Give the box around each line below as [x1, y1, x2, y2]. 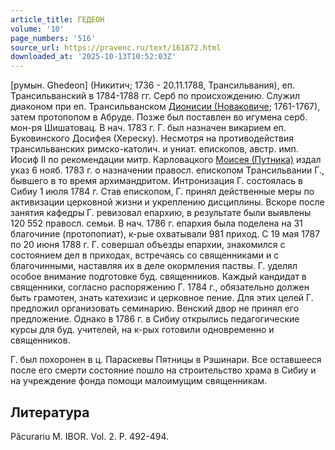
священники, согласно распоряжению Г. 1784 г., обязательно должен [10, 281, 310, 293]
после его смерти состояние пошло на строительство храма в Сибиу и [10, 364, 317, 376]
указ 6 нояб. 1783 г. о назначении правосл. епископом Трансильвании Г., [10, 164, 325, 176]
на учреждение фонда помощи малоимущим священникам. [10, 375, 268, 387]
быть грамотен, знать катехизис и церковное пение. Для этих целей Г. [10, 292, 314, 304]
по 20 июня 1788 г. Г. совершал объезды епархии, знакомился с [10, 239, 286, 251]
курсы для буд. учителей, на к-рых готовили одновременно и [10, 324, 275, 336]
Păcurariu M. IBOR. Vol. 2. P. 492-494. [10, 430, 170, 442]
